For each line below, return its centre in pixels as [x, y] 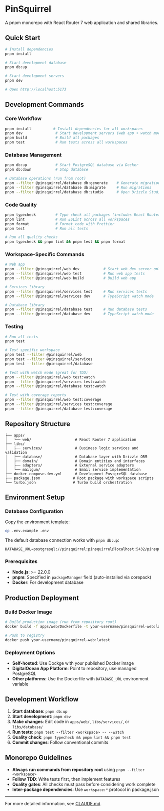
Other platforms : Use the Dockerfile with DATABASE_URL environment [80, 678]
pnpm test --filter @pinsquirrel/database [49, 364]
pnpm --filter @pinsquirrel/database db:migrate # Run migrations [78, 187]
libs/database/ [28, 727]
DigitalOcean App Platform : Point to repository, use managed [74, 668]
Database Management [33, 155]
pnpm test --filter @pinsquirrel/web [43, 355]
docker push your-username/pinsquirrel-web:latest [58, 640]
